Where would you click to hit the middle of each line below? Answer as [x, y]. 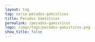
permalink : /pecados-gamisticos [38, 23]
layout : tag [17, 9]
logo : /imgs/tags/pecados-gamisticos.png [48, 28]
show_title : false [24, 32]
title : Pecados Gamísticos [32, 18]
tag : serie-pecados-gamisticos [37, 14]
